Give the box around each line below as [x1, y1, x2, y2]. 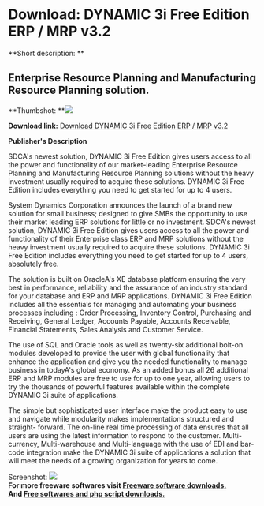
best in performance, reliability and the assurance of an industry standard [8, 283, 247, 292]
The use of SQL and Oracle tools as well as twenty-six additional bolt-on [8, 339, 244, 349]
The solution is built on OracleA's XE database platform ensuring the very [8, 274, 246, 283]
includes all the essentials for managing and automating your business [8, 299, 237, 309]
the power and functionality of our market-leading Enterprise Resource [8, 159, 239, 169]
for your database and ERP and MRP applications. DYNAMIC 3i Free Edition [8, 290, 252, 301]
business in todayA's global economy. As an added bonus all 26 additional [8, 365, 248, 374]
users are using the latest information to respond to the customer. [8, 430, 221, 440]
